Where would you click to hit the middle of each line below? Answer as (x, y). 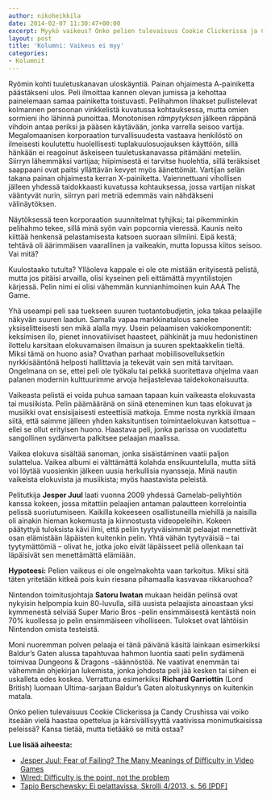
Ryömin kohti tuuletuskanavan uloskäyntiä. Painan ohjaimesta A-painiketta (131, 84)
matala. (21, 696)
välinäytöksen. (32, 203)
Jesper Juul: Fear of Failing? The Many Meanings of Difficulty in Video (137, 760)
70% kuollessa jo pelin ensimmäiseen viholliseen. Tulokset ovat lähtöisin (128, 620)
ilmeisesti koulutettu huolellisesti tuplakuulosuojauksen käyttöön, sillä (123, 144)
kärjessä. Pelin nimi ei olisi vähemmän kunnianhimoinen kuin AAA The (124, 287)
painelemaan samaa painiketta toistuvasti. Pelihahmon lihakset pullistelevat (133, 101)
